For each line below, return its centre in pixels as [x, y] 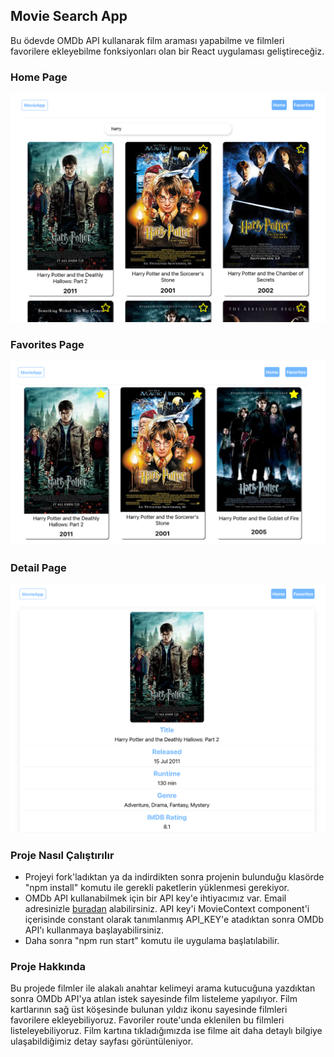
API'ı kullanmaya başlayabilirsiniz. [94, 930]
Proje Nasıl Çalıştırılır [62, 855]
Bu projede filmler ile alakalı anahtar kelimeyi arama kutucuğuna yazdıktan [163, 988]
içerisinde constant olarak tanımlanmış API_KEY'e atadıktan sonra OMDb [174, 920]
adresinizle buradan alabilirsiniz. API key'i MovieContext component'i [167, 909]
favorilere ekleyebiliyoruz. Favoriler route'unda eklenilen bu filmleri [147, 1020]
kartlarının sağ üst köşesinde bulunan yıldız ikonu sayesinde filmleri [149, 1010]
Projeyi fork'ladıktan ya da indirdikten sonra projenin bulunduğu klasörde [174, 877]
